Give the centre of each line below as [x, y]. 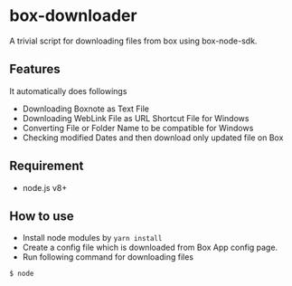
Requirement [47, 166]
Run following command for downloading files [108, 257]
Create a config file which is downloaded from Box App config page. [150, 248]
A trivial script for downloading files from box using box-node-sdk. [133, 41]
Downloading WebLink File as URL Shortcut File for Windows [136, 118]
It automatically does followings [68, 91]
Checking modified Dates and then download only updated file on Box [153, 138]
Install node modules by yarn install [92, 238]
